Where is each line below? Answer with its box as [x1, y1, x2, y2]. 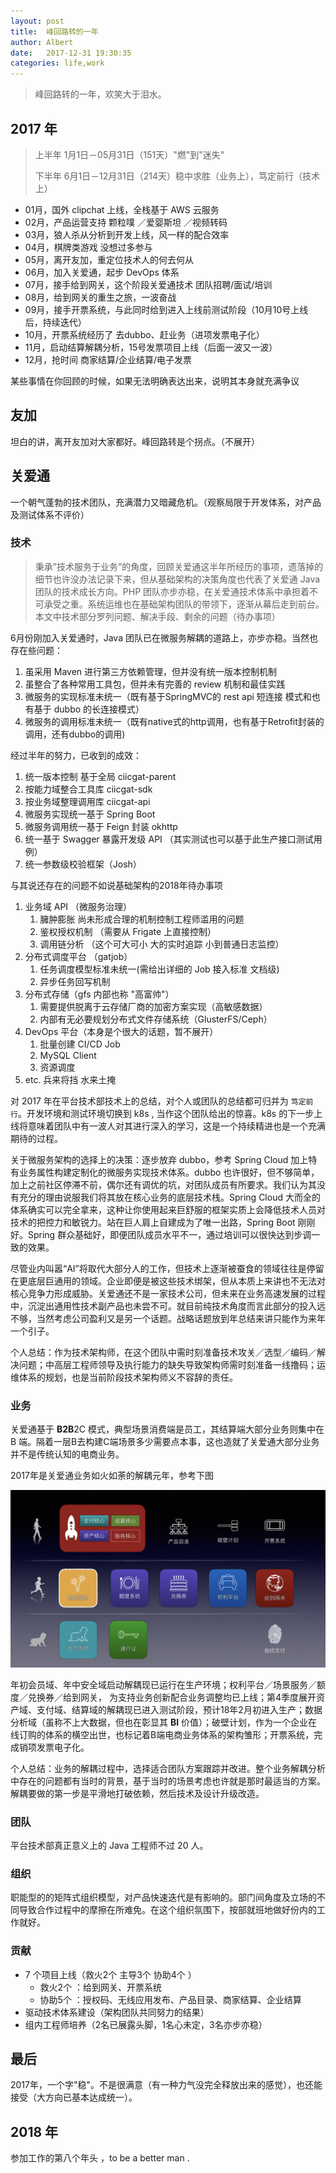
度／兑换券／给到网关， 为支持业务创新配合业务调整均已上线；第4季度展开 [10, 1691, 317, 1703]
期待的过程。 [10, 1132, 63, 1144]
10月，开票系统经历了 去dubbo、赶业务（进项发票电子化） [24, 328, 265, 340]
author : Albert [10, 37, 74, 47]
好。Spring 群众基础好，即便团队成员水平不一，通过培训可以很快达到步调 [10, 1228, 312, 1240]
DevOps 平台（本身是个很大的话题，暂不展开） [24, 1025, 219, 1037]
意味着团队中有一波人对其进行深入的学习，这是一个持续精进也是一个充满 [27, 1120, 326, 1132]
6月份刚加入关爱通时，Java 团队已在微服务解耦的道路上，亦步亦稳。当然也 [10, 631, 318, 644]
